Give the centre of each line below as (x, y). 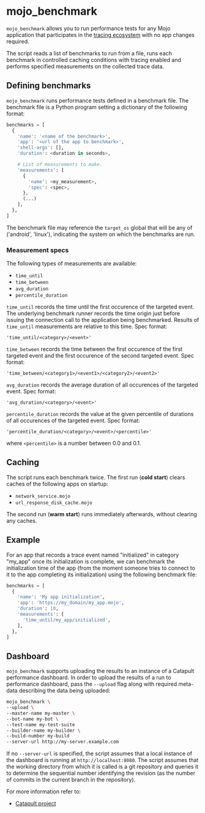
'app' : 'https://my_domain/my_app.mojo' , (71, 603)
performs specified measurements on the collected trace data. (85, 66)
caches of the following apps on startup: (57, 484)
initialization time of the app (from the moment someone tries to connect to (101, 568)
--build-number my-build (38, 736)
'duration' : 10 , (38, 609)
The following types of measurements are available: (72, 264)
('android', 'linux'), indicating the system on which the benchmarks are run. (101, 234)
